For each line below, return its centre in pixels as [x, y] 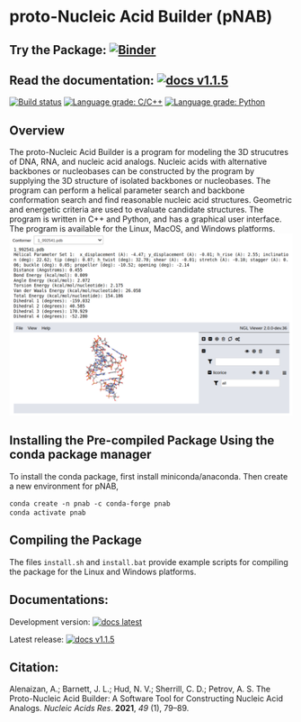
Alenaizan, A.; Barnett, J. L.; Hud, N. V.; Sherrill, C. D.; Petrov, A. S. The [140, 689]
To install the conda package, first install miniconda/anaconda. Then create [149, 476]
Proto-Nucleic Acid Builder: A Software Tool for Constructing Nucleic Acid [146, 699]
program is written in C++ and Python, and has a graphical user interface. [146, 219]
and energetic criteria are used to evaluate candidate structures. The [137, 210]
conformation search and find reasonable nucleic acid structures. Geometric [150, 200]
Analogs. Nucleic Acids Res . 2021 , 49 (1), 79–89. [99, 708]
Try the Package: [58, 50]
